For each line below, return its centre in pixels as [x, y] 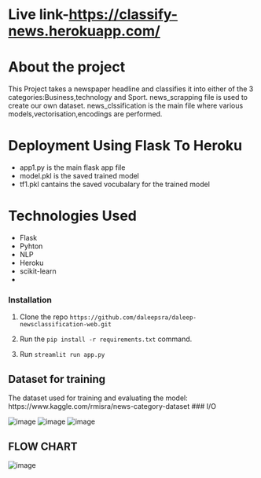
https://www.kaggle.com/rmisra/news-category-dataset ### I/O [112, 406]
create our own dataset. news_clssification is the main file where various [126, 106]
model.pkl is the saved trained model [79, 176]
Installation [30, 300]
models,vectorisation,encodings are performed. [85, 114]
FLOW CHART [43, 446]
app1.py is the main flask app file [72, 167]
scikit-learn [38, 271]
